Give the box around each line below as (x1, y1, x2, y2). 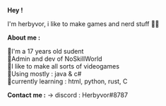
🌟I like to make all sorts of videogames (7, 62, 120, 70)
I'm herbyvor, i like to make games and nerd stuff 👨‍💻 (7, 20, 160, 28)
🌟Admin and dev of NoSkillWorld (7, 54, 102, 63)
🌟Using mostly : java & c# (7, 70, 82, 78)
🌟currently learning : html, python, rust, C (7, 77, 128, 86)
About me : (7, 33, 41, 42)
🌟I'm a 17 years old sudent (7, 47, 84, 55)
